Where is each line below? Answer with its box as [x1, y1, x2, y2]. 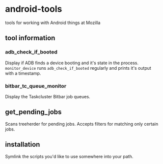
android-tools [5, 3, 62, 15]
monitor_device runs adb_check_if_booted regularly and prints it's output [5, 65, 151, 71]
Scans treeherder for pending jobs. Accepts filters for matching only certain [5, 121, 159, 127]
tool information [5, 34, 55, 42]
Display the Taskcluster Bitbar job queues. [5, 93, 90, 99]
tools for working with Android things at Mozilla [5, 20, 101, 26]
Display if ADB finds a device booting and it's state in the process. [5, 60, 139, 66]
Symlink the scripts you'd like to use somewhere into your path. [5, 153, 134, 159]
